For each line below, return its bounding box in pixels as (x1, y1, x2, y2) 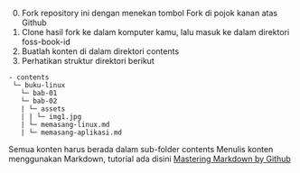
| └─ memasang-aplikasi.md (20, 128, 123, 137)
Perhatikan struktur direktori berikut (21, 56, 155, 66)
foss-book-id (21, 36, 70, 47)
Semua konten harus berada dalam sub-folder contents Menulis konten (8, 144, 274, 154)
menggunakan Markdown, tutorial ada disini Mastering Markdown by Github (8, 153, 291, 164)
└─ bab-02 (20, 96, 58, 105)
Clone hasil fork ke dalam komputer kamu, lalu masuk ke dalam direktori (21, 27, 290, 37)
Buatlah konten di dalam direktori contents (21, 46, 180, 57)
